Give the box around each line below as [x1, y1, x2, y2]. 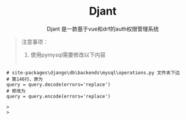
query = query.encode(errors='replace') [6, 93, 111, 99]
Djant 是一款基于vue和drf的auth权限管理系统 [46, 25, 159, 32]
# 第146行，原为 [6, 76, 43, 82]
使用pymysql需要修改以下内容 [30, 51, 106, 58]
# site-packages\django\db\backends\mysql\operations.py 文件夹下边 [6, 69, 180, 76]
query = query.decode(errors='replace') [6, 81, 111, 88]
